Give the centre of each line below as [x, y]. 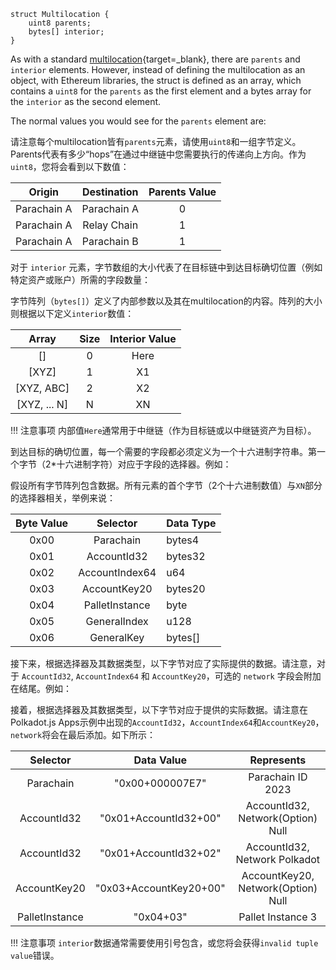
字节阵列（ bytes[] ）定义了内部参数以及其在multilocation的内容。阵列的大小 [166, 301]
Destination [110, 192]
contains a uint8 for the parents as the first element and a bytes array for [161, 91]
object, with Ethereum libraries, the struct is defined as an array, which [156, 80]
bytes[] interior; [66, 32]
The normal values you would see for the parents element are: [138, 121]
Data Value [160, 760]
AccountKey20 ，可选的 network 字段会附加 [236, 676]
